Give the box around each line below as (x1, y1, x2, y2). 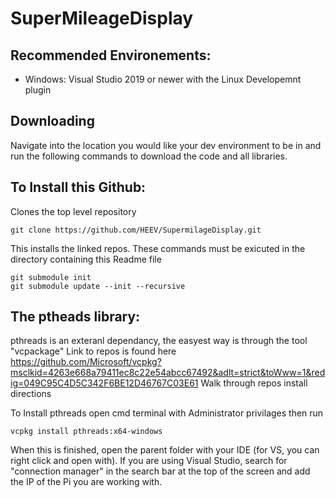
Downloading (10, 113, 95, 130)
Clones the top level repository (10, 205, 137, 217)
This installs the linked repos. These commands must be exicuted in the (10, 242, 306, 254)
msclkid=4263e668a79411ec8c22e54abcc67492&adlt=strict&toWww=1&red (10, 367, 326, 379)
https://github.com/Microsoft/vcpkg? (10, 356, 162, 368)
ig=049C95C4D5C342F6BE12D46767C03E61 (10, 377, 199, 389)
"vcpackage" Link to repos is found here (10, 345, 177, 357)
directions (10, 388, 52, 400)
